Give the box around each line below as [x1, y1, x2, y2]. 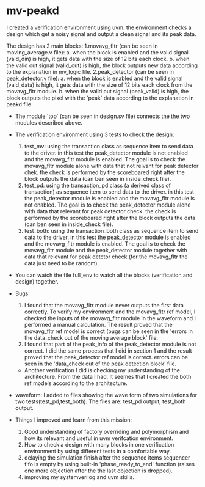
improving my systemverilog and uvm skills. [24, 473, 134, 480]
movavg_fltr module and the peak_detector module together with [24, 246, 187, 254]
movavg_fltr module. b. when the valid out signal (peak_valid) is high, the [6, 87, 189, 95]
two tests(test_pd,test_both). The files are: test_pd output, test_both [15, 398, 186, 405]
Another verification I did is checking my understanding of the [24, 366, 180, 373]
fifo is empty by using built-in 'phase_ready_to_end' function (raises [24, 460, 195, 467]
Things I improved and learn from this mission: [15, 416, 132, 423]
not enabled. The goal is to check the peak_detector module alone [24, 201, 191, 208]
